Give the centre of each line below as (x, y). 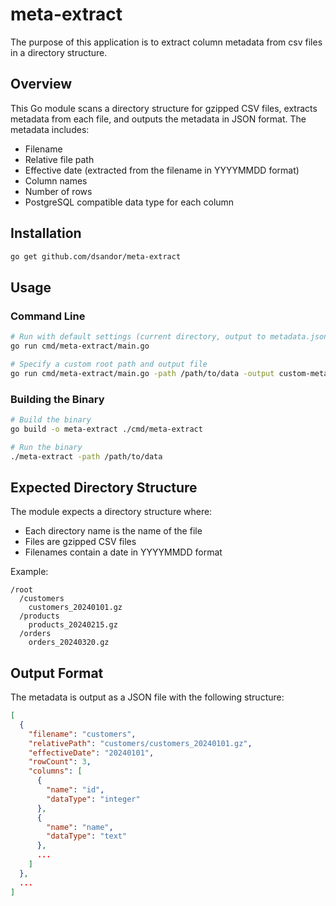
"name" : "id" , (75, 790)
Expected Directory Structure (104, 487)
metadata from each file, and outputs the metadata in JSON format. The (158, 119)
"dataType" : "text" (87, 836)
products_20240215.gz (73, 625)
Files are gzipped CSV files (80, 542)
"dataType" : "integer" (93, 799)
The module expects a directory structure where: (111, 512)
